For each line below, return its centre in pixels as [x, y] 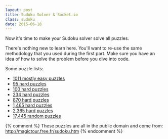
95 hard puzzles [29, 84]
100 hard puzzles [31, 89]
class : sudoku [20, 19]
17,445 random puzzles [37, 116]
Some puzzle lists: [24, 69]
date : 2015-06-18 [24, 24]
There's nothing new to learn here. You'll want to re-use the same [74, 48]
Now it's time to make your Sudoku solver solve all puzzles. [67, 38]
